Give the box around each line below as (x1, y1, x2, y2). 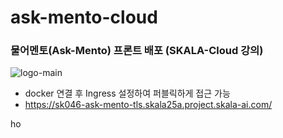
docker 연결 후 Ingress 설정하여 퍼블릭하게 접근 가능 (24, 87, 231, 100)
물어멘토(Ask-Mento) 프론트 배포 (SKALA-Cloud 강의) (10, 44, 264, 58)
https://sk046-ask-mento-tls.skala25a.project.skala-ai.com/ (24, 99, 273, 111)
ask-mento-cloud (10, 6, 158, 29)
